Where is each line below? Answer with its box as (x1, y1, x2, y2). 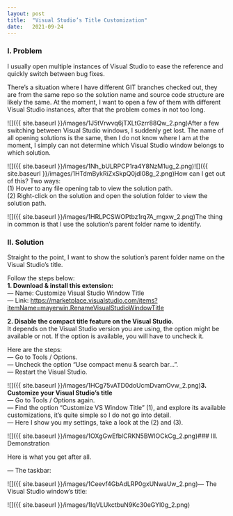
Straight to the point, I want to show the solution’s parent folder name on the (7, 252, 225, 261)
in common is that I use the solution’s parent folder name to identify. (7, 220, 202, 228)
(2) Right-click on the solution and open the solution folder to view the (7, 191, 208, 199)
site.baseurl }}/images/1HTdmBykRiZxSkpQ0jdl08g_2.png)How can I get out (7, 169, 225, 178)
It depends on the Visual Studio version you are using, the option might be (7, 324, 220, 333)
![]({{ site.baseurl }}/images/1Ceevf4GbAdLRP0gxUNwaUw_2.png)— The (7, 479, 217, 488)
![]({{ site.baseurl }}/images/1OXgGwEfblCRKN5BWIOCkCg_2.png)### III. (7, 432, 218, 440)
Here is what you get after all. (7, 453, 92, 461)
